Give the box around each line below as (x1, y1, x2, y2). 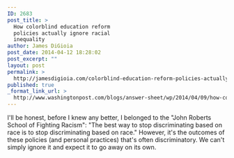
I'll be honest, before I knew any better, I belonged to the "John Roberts (7, 113, 212, 122)
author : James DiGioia (7, 42, 73, 49)
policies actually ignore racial (13, 29, 111, 37)
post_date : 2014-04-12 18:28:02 (7, 49, 101, 56)
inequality (13, 36, 45, 43)
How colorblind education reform (13, 23, 111, 30)
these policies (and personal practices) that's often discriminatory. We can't (7, 136, 225, 143)
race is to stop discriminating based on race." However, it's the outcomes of (7, 128, 225, 136)
